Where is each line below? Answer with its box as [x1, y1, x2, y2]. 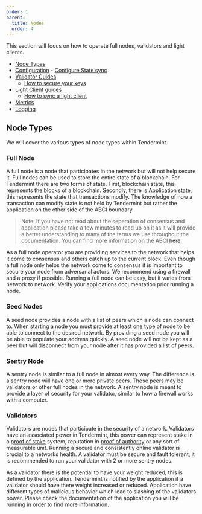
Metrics [14, 99, 34, 106]
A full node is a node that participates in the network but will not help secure [6, 167, 196, 175]
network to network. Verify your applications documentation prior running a [6, 281, 194, 288]
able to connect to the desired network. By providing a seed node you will [6, 329, 190, 336]
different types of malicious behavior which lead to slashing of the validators [6, 488, 197, 495]
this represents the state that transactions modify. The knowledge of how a [6, 193, 193, 201]
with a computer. [6, 396, 48, 403]
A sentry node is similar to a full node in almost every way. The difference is [6, 370, 195, 377]
